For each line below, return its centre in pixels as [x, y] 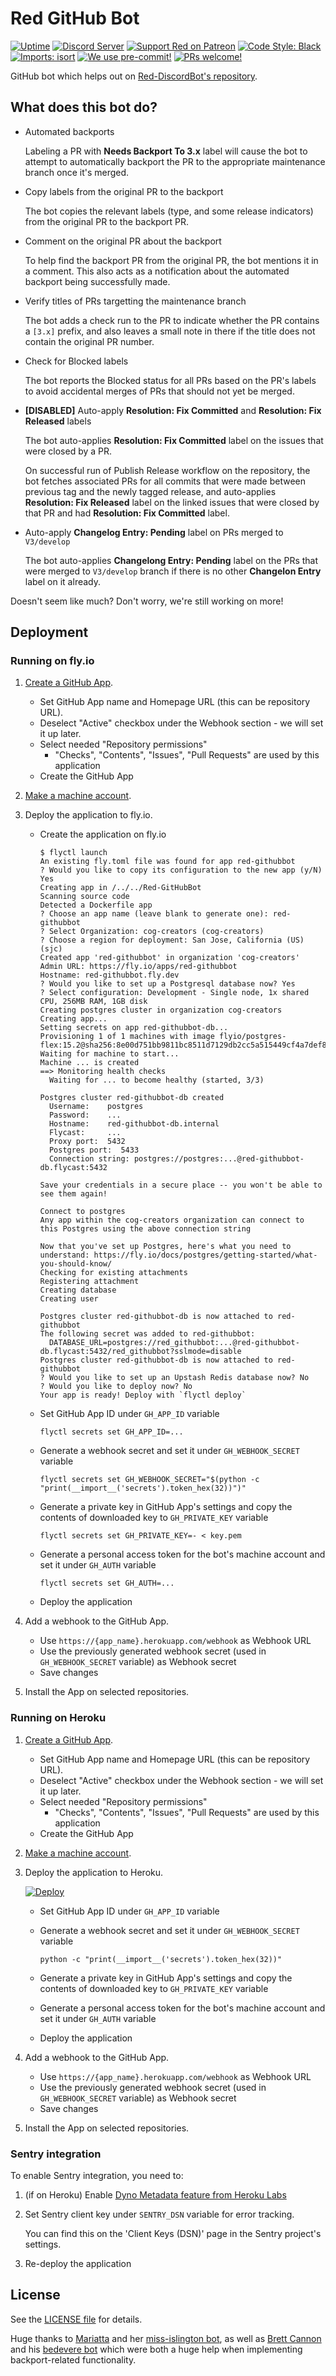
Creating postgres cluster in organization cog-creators [161, 1010]
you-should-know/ [76, 1264]
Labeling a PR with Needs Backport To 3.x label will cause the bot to [166, 151]
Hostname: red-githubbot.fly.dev [109, 975]
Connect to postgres [82, 1212]
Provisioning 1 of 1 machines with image [127, 1037]
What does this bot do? [84, 107]
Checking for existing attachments [113, 1273]
